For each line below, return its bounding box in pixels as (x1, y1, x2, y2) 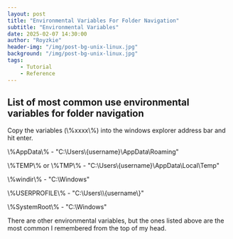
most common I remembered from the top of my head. (7, 224, 167, 233)
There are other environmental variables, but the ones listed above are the (7, 216, 224, 225)
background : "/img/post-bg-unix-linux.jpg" (7, 51, 139, 58)
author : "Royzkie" (7, 37, 62, 44)
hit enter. (7, 134, 33, 142)
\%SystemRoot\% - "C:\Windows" (7, 203, 107, 211)
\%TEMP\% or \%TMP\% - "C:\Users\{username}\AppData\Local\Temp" (7, 161, 220, 170)
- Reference (20, 70, 55, 77)
